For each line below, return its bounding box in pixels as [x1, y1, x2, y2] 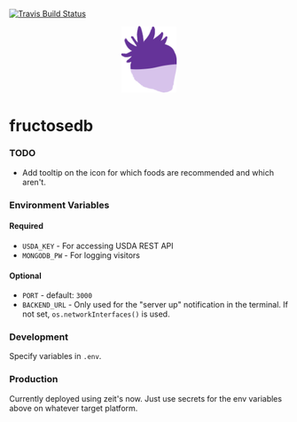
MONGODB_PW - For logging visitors [21, 249, 140, 261]
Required [9, 221, 44, 231]
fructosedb [9, 115, 94, 136]
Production [9, 373, 59, 386]
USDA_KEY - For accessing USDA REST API [21, 240, 174, 251]
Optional [9, 270, 42, 281]
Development [9, 331, 69, 343]
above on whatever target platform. [9, 402, 138, 413]
